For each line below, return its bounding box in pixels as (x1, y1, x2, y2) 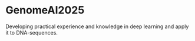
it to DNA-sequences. (5, 29, 58, 36)
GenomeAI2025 (5, 4, 85, 17)
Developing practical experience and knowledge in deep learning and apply (5, 23, 189, 30)
